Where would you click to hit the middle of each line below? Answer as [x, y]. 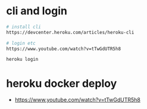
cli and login [37, 11]
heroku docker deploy [62, 83]
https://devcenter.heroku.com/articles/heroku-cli [70, 32]
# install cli [24, 27]
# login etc [21, 43]
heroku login [22, 60]
